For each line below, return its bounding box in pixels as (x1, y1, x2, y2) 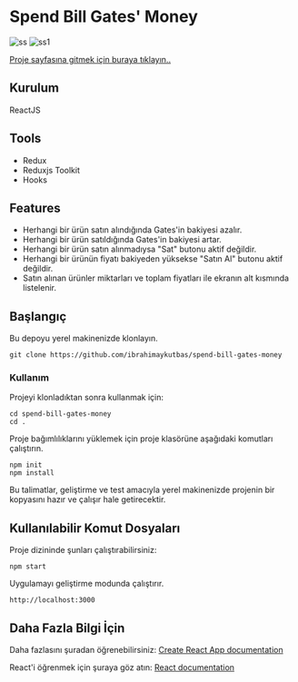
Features (9, 200, 61, 215)
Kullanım (9, 371, 50, 384)
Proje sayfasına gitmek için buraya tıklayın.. (9, 54, 171, 64)
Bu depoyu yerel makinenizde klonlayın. (9, 333, 159, 344)
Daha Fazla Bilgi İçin (9, 620, 125, 636)
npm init (9, 460, 43, 469)
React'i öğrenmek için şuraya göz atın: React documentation (9, 662, 234, 673)
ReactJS (9, 104, 41, 115)
